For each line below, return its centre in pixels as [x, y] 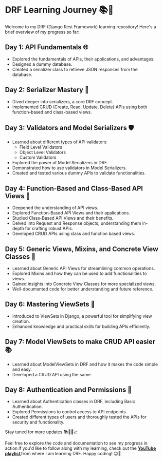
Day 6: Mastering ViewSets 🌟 [50, 304]
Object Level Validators [43, 153]
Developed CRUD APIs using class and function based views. [73, 234]
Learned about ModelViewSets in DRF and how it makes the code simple [85, 364]
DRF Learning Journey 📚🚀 [59, 10]
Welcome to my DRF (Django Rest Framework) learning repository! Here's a [81, 27]
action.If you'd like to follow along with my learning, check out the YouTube [81, 448]
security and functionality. [38, 422]
